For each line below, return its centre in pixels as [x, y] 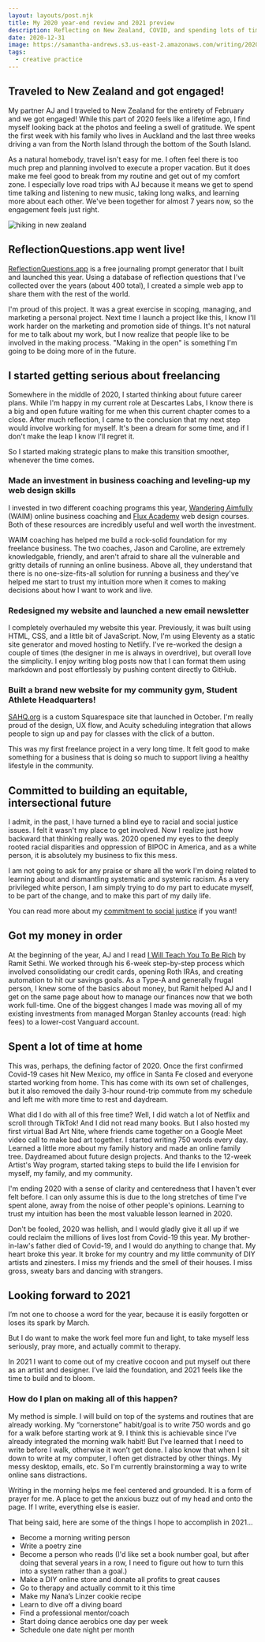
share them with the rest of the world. [69, 293]
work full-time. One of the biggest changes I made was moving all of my [125, 1005]
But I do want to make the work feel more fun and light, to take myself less [129, 1338]
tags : [17, 52]
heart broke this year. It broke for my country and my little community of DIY [132, 1254]
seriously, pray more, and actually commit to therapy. [95, 1346]
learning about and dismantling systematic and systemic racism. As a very [129, 879]
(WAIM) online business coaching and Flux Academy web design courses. [129, 516]
